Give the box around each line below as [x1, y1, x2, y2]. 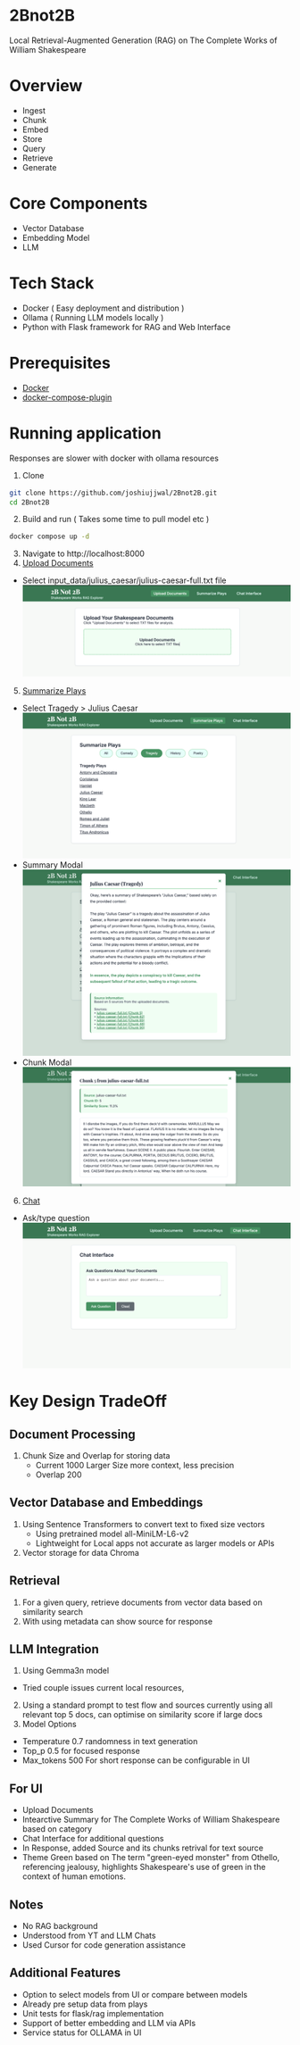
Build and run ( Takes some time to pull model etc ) [21, 514, 210, 525]
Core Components [9, 194, 148, 214]
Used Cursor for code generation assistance [21, 1940, 186, 1950]
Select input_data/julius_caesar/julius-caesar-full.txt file [21, 575, 227, 586]
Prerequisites [9, 353, 112, 373]
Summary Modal [21, 860, 83, 870]
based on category [21, 1824, 92, 1834]
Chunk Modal [21, 1057, 72, 1068]
